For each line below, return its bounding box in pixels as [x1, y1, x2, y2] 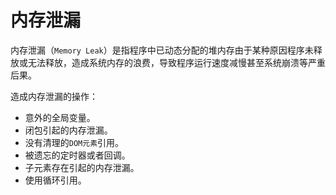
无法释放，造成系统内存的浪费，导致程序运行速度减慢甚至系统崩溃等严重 [27, 56, 326, 68]
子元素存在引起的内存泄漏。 [24, 161, 140, 173]
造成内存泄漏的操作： [10, 90, 98, 102]
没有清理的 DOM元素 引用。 [24, 136, 125, 148]
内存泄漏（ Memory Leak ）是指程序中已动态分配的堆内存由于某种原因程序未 [10, 44, 314, 56]
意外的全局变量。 [24, 111, 96, 123]
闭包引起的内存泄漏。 [24, 124, 113, 136]
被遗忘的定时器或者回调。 [24, 149, 131, 161]
